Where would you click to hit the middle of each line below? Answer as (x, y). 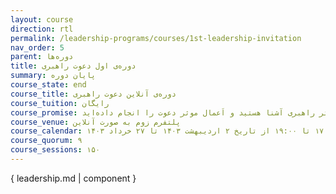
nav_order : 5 (37, 47)
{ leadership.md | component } (73, 178)
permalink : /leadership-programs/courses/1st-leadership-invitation (156, 38)
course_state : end (48, 85)
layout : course (42, 19)
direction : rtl (42, 29)
